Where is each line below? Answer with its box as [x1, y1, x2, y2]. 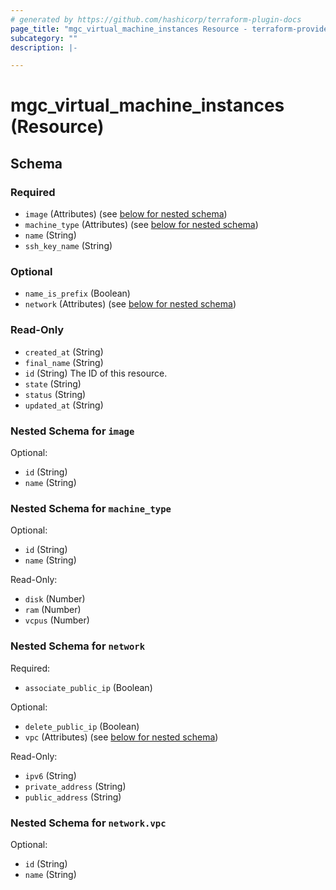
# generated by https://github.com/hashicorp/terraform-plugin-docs [10, 14, 302, 25]
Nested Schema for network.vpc [10, 816, 167, 830]
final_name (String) [24, 356, 104, 368]
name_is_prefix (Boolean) [24, 287, 131, 300]
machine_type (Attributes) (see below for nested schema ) [24, 219, 259, 231]
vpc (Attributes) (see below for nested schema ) [24, 731, 219, 743]
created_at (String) [24, 346, 104, 358]
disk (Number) [24, 593, 86, 605]
